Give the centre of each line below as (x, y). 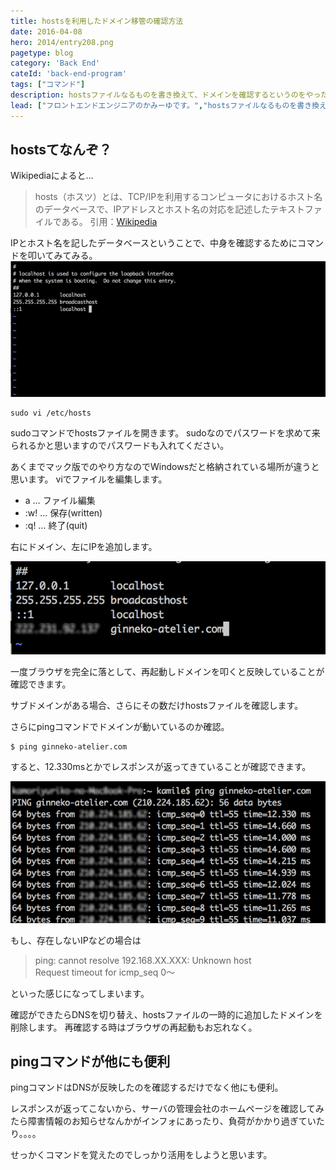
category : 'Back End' (55, 63)
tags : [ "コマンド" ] (48, 85)
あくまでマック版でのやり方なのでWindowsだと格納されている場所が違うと (165, 467)
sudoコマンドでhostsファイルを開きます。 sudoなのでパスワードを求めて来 (165, 433)
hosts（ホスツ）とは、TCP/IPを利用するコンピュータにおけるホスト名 (178, 197)
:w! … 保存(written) (63, 513)
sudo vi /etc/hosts (51, 413)
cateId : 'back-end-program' (69, 74)
